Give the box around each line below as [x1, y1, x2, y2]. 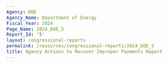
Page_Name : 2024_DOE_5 [6, 26, 64, 32]
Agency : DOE [6, 9, 37, 15]
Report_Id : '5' [6, 32, 45, 38]
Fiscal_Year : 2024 [6, 20, 53, 26]
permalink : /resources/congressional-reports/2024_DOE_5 [6, 43, 155, 49]
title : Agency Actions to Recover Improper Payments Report [6, 49, 163, 55]
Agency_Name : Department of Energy [6, 15, 97, 21]
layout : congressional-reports [6, 37, 86, 43]
